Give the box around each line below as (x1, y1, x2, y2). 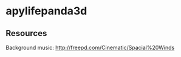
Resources (5, 28, 47, 38)
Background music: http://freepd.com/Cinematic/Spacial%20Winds (5, 44, 175, 51)
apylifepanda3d (5, 4, 87, 18)
